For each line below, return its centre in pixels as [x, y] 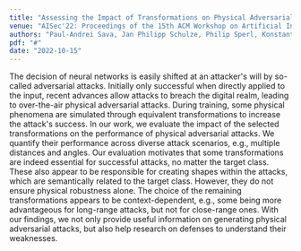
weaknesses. [34, 238]
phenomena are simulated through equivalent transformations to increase [145, 115]
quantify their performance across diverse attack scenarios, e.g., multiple [145, 143]
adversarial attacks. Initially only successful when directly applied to [159, 86]
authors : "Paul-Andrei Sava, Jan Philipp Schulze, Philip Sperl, [133, 34]
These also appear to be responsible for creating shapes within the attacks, [149, 172]
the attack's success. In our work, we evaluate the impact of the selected [144, 124]
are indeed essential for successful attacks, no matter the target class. [139, 162]
